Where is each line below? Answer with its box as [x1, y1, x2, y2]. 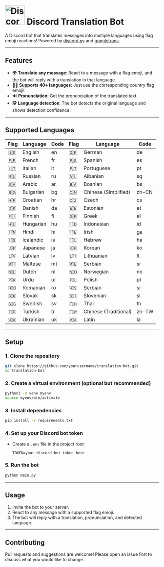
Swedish [22, 300, 42, 307]
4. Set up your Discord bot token [5, 430, 83, 437]
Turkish [22, 308, 40, 315]
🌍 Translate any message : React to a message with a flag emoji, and [12, 70, 153, 75]
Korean [83, 244, 100, 251]
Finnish [22, 212, 40, 219]
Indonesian [83, 221, 109, 227]
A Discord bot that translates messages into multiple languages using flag [5, 32, 153, 38]
